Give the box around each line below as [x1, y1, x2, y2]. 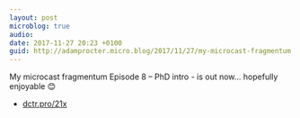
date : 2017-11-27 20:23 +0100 [9, 38, 123, 48]
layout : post [9, 13, 58, 23]
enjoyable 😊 [9, 81, 57, 92]
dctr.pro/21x [22, 98, 67, 109]
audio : [9, 30, 34, 39]
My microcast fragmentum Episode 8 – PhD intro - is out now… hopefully [9, 71, 278, 82]
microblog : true [9, 22, 70, 31]
